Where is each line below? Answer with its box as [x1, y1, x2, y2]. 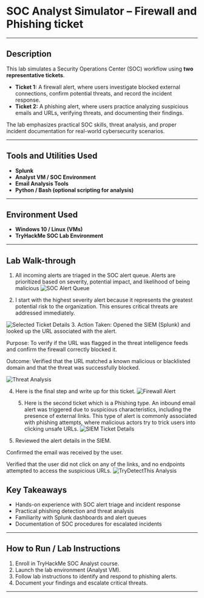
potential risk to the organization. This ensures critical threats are [15, 303, 178, 310]
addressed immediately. [15, 309, 75, 317]
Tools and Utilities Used [6, 151, 98, 161]
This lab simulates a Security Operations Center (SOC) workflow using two [6, 65, 194, 72]
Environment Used [6, 209, 78, 220]
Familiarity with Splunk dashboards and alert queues [15, 514, 147, 521]
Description [6, 49, 52, 59]
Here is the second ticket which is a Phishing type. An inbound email [24, 400, 196, 407]
